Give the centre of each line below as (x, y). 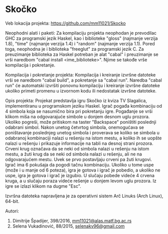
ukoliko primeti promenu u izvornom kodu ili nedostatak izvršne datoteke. (81, 91)
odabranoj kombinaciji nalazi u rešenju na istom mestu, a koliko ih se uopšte (83, 138)
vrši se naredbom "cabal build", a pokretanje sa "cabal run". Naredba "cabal (83, 80)
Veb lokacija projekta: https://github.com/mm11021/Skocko (66, 23)
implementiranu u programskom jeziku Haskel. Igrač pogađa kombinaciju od (83, 106)
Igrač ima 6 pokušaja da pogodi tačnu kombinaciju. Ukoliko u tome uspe (79, 165)
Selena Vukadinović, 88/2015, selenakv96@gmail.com (68, 226)
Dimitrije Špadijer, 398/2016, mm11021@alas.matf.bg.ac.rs (72, 220)
